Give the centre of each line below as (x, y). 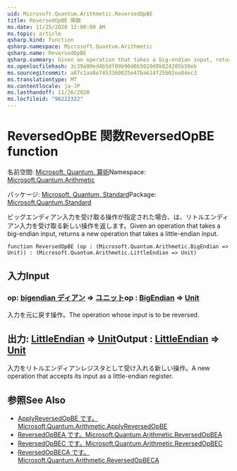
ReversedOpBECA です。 (54, 453)
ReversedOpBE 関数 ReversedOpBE (111, 136)
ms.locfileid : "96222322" (45, 99)
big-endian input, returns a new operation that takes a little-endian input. (113, 233)
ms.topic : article (34, 33)
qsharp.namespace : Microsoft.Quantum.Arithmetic (80, 47)
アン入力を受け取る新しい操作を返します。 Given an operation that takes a (114, 226)
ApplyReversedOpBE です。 (58, 418)
